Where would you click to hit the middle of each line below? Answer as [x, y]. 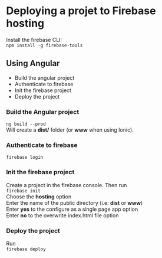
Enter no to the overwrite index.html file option [62, 215]
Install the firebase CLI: [34, 40]
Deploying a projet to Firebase [81, 11]
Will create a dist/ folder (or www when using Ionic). [70, 130]
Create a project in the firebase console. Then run [67, 185]
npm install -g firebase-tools [44, 45]
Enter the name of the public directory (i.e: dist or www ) [75, 203]
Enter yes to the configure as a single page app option [72, 209]
